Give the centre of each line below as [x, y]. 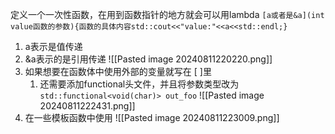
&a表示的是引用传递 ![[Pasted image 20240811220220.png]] [148, 59]
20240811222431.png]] [87, 106]
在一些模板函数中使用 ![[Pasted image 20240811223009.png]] [152, 117]
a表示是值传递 [53, 46]
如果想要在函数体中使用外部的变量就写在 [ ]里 [118, 71]
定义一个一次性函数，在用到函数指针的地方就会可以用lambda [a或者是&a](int [167, 14]
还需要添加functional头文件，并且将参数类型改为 [139, 84]
